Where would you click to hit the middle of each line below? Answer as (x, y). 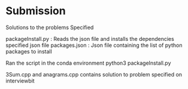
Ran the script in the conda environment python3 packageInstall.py (88, 63)
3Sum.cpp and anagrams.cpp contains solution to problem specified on (94, 74)
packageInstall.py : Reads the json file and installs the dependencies (90, 39)
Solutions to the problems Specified (50, 27)
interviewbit (20, 81)
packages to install (29, 51)
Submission (36, 11)
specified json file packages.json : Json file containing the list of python (94, 45)
